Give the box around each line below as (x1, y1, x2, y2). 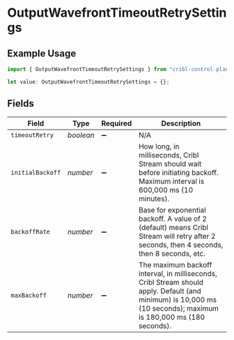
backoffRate (10, 228, 51, 235)
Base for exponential (138, 205, 207, 215)
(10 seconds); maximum (138, 303, 219, 313)
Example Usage (7, 47, 77, 59)
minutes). (138, 194, 170, 203)
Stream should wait (138, 159, 202, 169)
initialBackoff (10, 169, 61, 176)
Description (161, 118, 201, 128)
